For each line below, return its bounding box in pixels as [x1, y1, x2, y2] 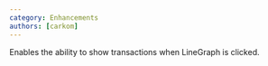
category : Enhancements [9, 13, 99, 23]
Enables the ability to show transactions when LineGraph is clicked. [9, 46, 260, 57]
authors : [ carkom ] [9, 22, 79, 31]
